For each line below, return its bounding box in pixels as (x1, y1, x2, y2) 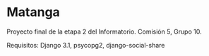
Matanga (6, 4, 61, 20)
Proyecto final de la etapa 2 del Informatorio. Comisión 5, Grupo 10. (6, 27, 202, 36)
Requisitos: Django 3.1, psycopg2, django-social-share (6, 41, 165, 49)
